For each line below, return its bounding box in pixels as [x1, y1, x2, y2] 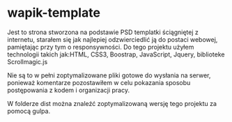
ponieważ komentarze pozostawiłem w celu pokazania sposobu [7, 78, 191, 86]
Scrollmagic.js [7, 57, 48, 66]
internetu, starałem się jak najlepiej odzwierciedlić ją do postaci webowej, [7, 35, 218, 43]
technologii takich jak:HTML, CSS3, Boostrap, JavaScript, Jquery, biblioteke [7, 50, 225, 59]
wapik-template [7, 5, 101, 21]
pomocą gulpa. [7, 107, 51, 115]
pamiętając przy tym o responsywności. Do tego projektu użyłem [7, 43, 194, 51]
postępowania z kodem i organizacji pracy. [7, 86, 130, 94]
